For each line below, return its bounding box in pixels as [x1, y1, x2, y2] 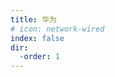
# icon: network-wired [10, 24, 105, 34]
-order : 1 [19, 52, 60, 62]
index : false [10, 33, 65, 43]
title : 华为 [10, 14, 57, 25]
